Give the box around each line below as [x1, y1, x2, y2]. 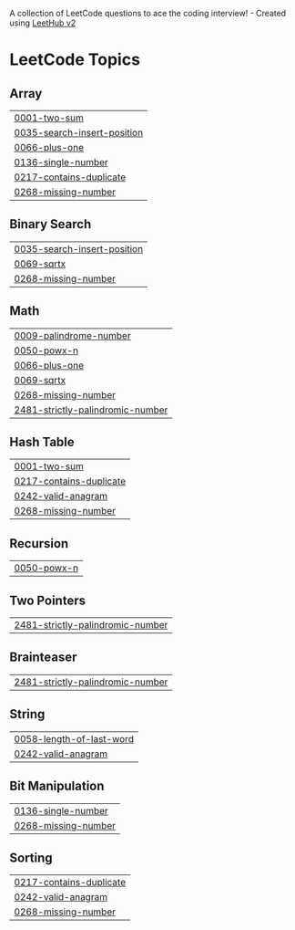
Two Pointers [9, 592, 86, 608]
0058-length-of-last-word [14, 732, 135, 745]
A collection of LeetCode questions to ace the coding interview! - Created [9, 8, 287, 18]
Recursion [9, 536, 69, 551]
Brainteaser [9, 650, 77, 665]
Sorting [9, 850, 53, 865]
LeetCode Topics [9, 49, 141, 70]
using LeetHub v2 [9, 17, 76, 28]
